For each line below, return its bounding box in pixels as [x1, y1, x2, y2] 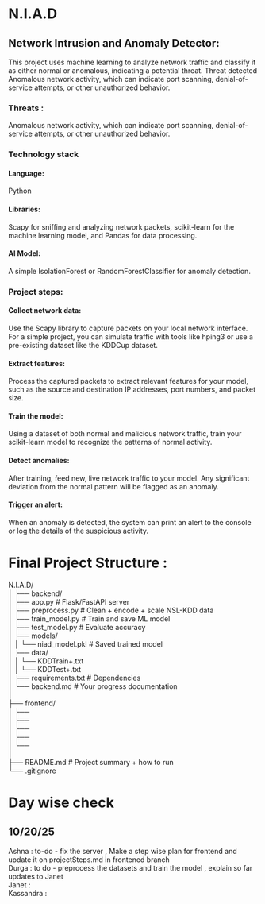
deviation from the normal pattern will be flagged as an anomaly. [8, 481, 220, 491]
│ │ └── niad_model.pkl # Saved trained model [8, 639, 163, 648]
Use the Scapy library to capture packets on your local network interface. [8, 323, 248, 333]
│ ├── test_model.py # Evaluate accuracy [8, 622, 146, 632]
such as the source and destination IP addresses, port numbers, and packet [8, 384, 256, 394]
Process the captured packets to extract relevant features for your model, [8, 377, 248, 386]
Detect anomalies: [8, 455, 70, 465]
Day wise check [8, 794, 115, 811]
